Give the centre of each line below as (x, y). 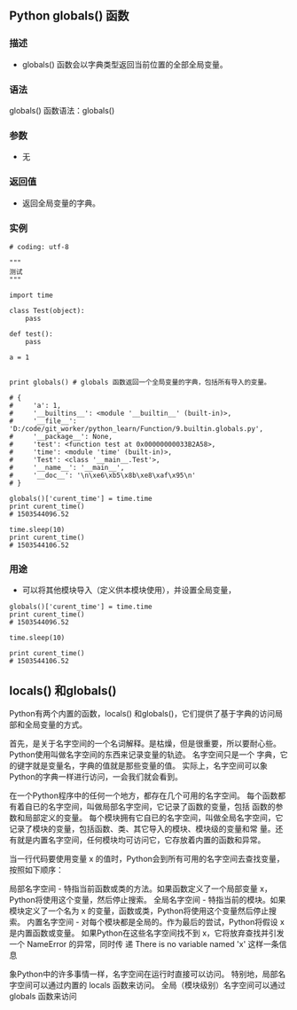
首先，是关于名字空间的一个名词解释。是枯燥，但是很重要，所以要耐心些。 (145, 743)
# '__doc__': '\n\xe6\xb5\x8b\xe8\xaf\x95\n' (103, 475)
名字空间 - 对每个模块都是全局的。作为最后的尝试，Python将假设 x (164, 921)
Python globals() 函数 (70, 16)
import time (31, 295)
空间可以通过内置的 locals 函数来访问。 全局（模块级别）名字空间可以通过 (151, 985)
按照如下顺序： (36, 869)
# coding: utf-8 (39, 247)
